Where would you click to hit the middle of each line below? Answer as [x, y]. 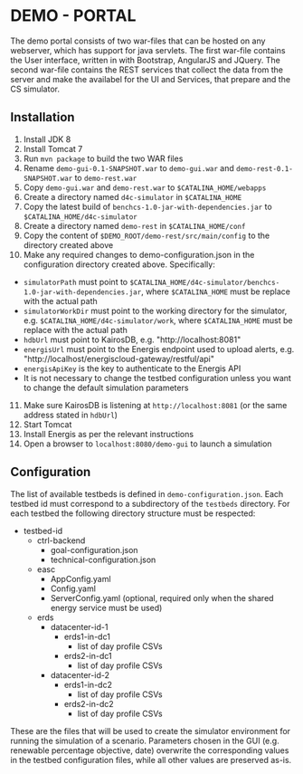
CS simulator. [35, 89]
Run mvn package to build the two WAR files [103, 158]
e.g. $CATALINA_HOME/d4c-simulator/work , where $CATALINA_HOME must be [158, 320]
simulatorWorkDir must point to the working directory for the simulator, [155, 311]
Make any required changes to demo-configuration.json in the [139, 254]
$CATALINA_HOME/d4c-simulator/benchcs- [205, 282]
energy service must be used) [106, 607]
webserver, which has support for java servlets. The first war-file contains [148, 50]
